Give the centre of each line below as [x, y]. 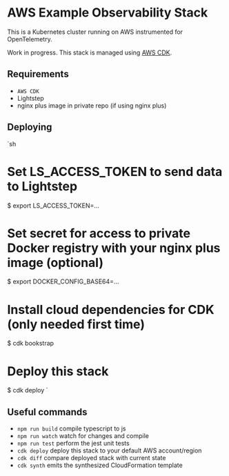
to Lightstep [42, 186]
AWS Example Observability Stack [108, 13]
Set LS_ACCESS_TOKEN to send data [115, 171]
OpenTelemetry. [30, 39]
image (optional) [55, 262]
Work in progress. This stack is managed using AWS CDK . [90, 52]
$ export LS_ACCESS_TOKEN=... [53, 206]
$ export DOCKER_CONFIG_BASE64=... [63, 281]
